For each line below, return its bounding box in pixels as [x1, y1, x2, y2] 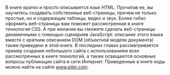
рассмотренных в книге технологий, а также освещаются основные [5, 53, 156, 59]
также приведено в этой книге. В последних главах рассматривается [5, 42, 159, 48]
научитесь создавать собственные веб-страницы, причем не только [5, 10, 157, 16]
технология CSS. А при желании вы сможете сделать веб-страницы [5, 26, 156, 32]
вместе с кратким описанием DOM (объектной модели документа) [5, 37, 154, 43]
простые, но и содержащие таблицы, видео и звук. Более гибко [5, 15, 146, 21]
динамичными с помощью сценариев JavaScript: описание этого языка [5, 32, 163, 37]
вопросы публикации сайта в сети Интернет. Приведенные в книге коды [5, 59, 165, 64]
